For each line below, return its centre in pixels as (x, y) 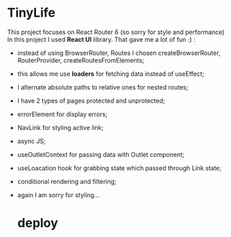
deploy (37, 223)
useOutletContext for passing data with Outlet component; (101, 154)
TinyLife (31, 13)
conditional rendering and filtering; (67, 181)
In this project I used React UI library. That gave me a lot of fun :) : (101, 39)
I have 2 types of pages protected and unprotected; (91, 100)
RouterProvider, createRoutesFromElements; (80, 60)
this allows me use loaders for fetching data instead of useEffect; (111, 74)
